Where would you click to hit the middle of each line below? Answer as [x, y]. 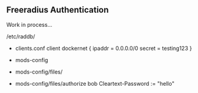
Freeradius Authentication [58, 10]
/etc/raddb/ [21, 36]
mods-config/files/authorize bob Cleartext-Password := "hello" [95, 83]
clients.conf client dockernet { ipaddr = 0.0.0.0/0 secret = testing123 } [103, 48]
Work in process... [29, 24]
